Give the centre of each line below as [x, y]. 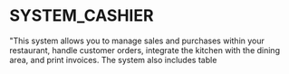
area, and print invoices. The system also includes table [113, 60]
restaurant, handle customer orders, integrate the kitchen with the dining [145, 50]
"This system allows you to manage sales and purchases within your [137, 41]
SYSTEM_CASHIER [82, 16]
